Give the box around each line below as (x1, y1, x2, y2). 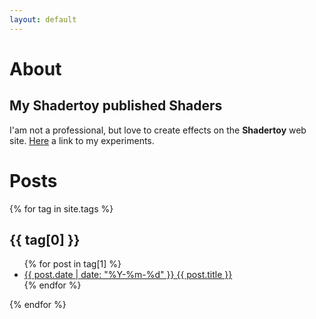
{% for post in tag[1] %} (23, 258, 122, 270)
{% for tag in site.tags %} (9, 202, 114, 215)
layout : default (9, 14, 77, 25)
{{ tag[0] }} (9, 231, 81, 248)
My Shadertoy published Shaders (9, 97, 223, 115)
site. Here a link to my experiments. (9, 134, 155, 146)
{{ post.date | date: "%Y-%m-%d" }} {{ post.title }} (23, 269, 233, 281)
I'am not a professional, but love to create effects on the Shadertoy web (9, 124, 307, 136)
